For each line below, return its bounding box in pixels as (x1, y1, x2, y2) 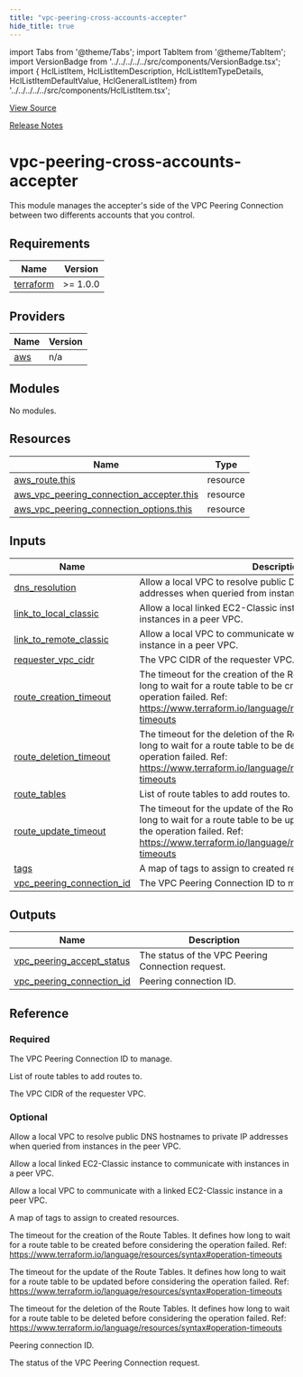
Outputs (9, 907, 57, 922)
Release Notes (9, 119, 63, 131)
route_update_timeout (14, 825, 106, 837)
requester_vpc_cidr (14, 653, 95, 666)
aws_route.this (14, 473, 76, 485)
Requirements (9, 236, 90, 251)
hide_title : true (9, 22, 75, 31)
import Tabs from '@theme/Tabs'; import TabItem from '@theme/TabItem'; (9, 46, 287, 57)
